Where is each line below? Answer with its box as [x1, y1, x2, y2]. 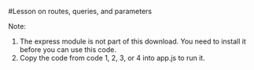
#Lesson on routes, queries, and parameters [8, 7, 152, 16]
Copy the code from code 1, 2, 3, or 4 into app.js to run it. [19, 54, 206, 62]
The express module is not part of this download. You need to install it [19, 37, 246, 46]
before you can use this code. [19, 45, 116, 54]
